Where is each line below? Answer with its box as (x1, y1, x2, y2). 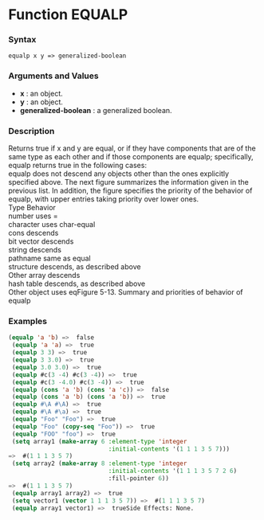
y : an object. (19, 97, 64, 107)
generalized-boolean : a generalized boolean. (19, 105, 173, 115)
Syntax (8, 34, 37, 45)
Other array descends (8, 271, 81, 280)
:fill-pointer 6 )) (108, 475, 170, 483)
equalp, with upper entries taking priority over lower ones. (8, 194, 199, 204)
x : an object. (19, 88, 64, 98)
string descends (8, 245, 62, 255)
